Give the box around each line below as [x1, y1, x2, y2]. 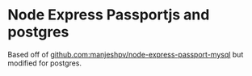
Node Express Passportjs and [7, 6, 210, 24]
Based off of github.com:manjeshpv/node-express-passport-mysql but [7, 49, 244, 59]
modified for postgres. [7, 58, 82, 68]
